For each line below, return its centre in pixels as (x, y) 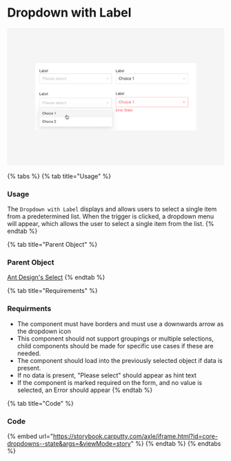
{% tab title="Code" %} (40, 403)
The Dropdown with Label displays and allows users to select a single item (112, 209)
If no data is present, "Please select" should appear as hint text (107, 375)
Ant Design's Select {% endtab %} (56, 277)
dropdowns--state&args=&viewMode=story (69, 443)
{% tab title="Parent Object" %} (52, 245)
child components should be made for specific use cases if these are (115, 346)
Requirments (29, 309)
